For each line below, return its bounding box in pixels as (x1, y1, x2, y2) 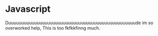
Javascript (5, 3, 51, 15)
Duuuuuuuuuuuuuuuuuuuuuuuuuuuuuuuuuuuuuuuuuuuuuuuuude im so (5, 20, 153, 26)
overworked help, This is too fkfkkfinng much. (5, 25, 100, 31)
